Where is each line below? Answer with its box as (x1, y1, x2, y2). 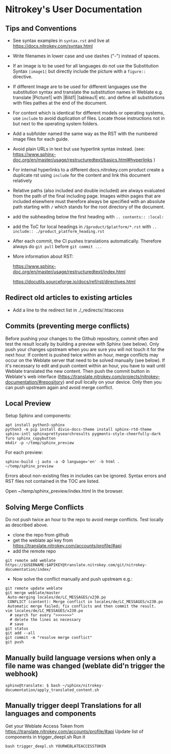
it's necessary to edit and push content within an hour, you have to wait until (5, 362, 166, 369)
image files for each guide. (12, 136, 69, 142)
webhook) (5, 669, 38, 678)
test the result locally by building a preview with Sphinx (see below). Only (5, 341, 159, 347)
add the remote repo (12, 548, 56, 555)
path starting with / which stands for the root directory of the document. (12, 204, 165, 210)
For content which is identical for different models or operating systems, (12, 110, 165, 116)
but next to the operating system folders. (12, 121, 99, 126)
